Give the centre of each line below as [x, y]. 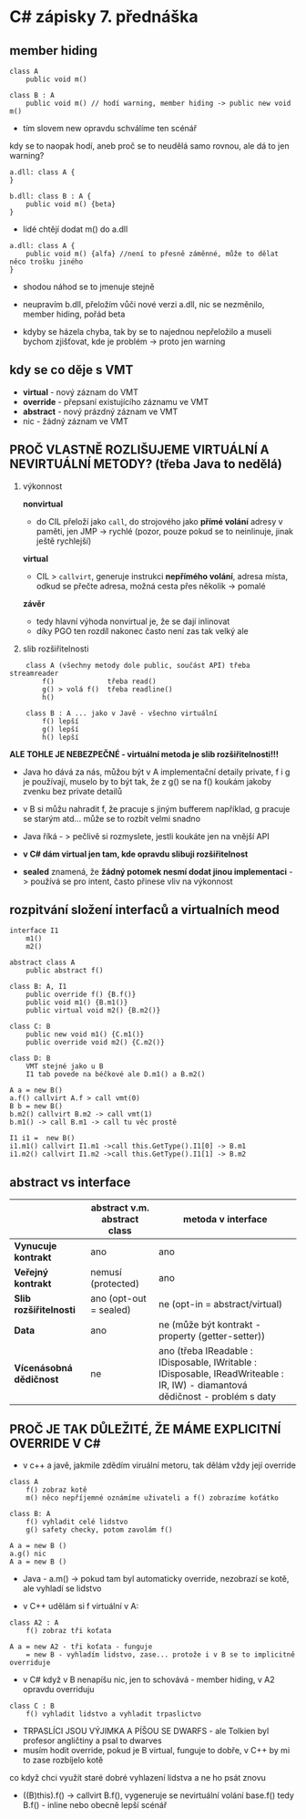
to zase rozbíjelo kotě [63, 1760]
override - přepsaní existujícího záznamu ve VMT [116, 401]
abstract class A [42, 963]
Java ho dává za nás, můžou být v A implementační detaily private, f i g [156, 772]
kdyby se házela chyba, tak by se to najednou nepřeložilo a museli [147, 332]
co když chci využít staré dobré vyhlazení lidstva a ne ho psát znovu [138, 1778]
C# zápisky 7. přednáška [104, 17]
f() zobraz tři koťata [69, 1631]
